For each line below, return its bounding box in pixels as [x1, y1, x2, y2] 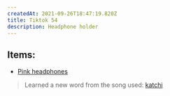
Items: [7, 49, 36, 61]
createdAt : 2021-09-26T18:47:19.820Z [7, 10, 118, 17]
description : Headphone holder [7, 23, 99, 30]
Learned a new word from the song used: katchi [24, 81, 163, 89]
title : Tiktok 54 [7, 17, 58, 24]
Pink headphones [17, 67, 69, 76]
